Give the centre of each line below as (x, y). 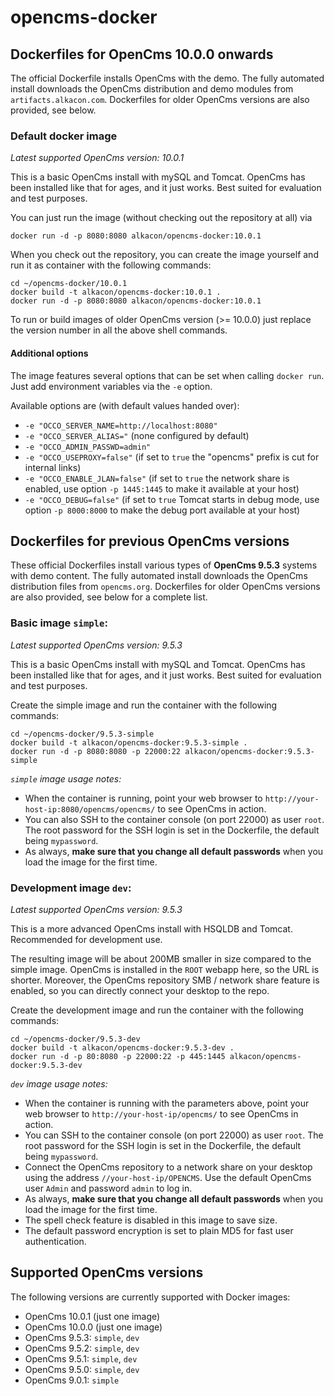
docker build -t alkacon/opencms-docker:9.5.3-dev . (122, 1047)
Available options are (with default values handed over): (125, 405)
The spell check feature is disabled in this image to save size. (151, 1220)
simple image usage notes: (66, 778)
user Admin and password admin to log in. (108, 1188)
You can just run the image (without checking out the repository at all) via (161, 218)
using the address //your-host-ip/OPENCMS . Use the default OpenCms (168, 1177)
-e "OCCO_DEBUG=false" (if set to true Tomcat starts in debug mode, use (172, 499)
